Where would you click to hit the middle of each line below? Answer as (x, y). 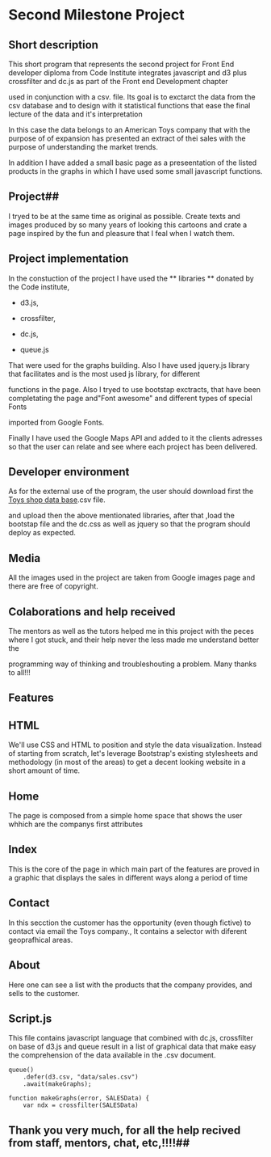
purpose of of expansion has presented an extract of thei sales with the (127, 138)
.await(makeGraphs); (57, 1084)
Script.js (30, 1018)
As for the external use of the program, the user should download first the (131, 492)
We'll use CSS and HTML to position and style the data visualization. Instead (135, 745)
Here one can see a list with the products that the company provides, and (130, 985)
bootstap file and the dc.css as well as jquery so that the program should (129, 524)
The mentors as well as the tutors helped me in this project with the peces (131, 631)
